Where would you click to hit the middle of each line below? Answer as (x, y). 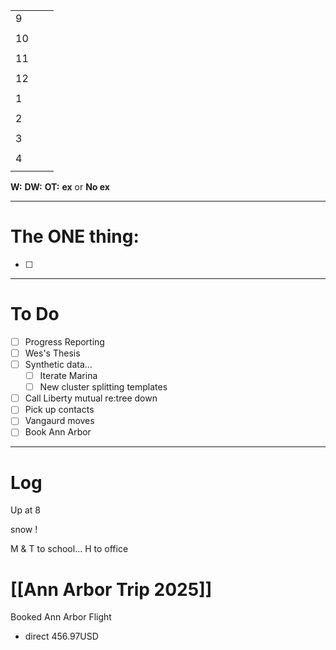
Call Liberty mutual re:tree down (91, 398)
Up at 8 (25, 510)
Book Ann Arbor (58, 432)
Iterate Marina (68, 376)
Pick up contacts (59, 410)
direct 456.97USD (61, 636)
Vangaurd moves (59, 421)
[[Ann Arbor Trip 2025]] (111, 589)
